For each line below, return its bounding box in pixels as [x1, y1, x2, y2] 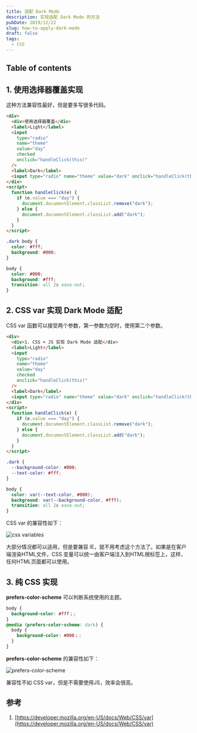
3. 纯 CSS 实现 [6, 577, 58, 587]
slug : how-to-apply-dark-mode [6, 25, 80, 31]
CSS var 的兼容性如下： [6, 519, 63, 527]
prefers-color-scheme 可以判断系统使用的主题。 [6, 594, 125, 601]
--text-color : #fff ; [11, 470, 62, 477]
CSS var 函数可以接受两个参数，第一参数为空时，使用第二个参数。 [6, 322, 166, 329]
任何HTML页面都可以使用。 [6, 558, 73, 565]
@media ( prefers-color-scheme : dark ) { [6, 622, 104, 628]
